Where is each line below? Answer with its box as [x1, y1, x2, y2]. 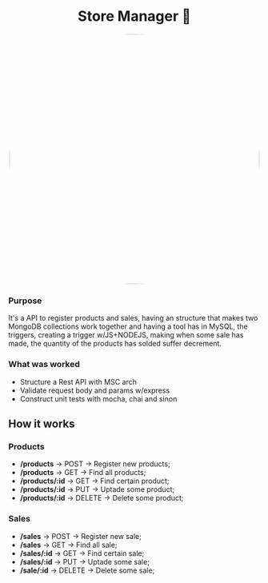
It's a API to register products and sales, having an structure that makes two [8, 313, 258, 323]
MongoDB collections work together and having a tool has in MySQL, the [8, 321, 248, 331]
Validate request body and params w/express [19, 385, 170, 395]
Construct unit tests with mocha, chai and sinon [19, 393, 178, 403]
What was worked [8, 359, 80, 370]
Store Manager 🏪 [77, 7, 192, 26]
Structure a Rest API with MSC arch [19, 377, 138, 386]
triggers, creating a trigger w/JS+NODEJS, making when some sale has [8, 330, 244, 340]
